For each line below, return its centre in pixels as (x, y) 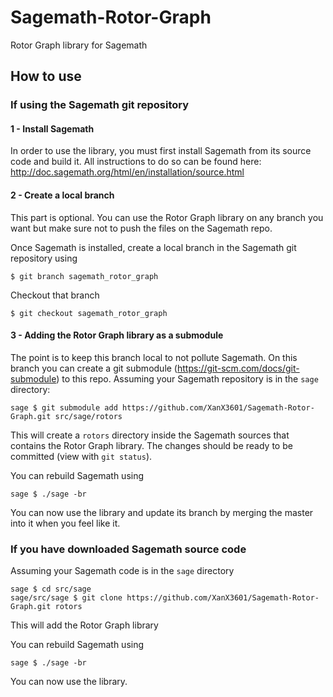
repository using (44, 258)
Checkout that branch (55, 295)
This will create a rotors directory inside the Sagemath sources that (150, 435)
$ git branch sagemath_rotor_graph (84, 276)
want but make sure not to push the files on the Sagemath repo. (141, 228)
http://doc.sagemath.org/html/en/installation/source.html (127, 172)
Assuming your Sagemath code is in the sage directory (122, 571)
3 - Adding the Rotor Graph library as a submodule (117, 335)
